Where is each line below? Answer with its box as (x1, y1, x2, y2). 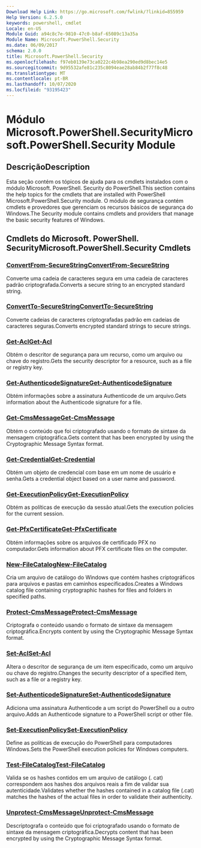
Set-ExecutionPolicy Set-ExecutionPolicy (6, 726, 128, 734)
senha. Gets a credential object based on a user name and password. (6, 475, 176, 483)
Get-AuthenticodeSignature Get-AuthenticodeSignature (6, 379, 172, 387)
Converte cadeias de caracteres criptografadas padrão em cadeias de (6, 316, 180, 323)
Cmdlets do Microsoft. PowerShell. (6, 233, 139, 244)
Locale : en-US (6, 25, 42, 32)
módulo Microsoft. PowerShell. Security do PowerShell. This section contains (6, 184, 196, 191)
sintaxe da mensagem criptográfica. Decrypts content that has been (6, 828, 173, 835)
